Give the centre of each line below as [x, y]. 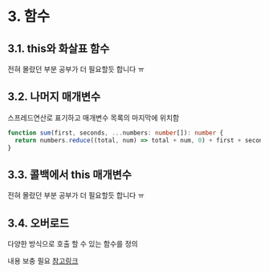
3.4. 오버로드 [39, 223]
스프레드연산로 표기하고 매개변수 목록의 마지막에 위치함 [94, 118]
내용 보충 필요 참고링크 [43, 261]
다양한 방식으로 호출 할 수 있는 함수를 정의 [73, 244]
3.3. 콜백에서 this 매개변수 [69, 174]
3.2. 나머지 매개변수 [54, 97]
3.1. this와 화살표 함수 [59, 48]
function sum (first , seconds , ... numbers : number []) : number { [116, 133]
